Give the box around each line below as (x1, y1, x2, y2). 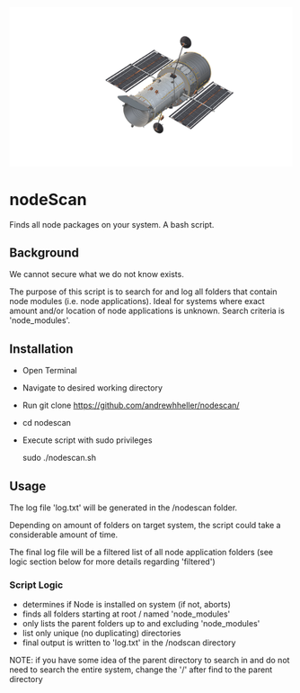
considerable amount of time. (9, 529, 119, 540)
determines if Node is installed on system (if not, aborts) (22, 599, 232, 610)
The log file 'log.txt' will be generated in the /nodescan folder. (9, 502, 238, 513)
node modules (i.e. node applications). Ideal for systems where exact (9, 296, 265, 307)
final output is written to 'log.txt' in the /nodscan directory (22, 637, 236, 648)
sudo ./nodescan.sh (22, 453, 97, 463)
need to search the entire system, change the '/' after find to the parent (9, 664, 273, 675)
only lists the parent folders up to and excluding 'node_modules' (22, 618, 260, 629)
